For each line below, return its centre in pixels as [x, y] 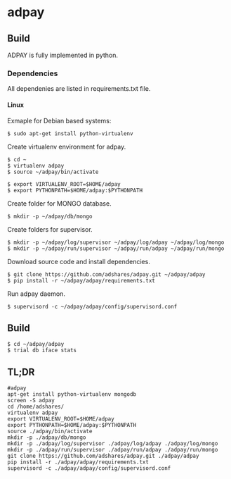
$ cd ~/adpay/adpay [36, 344]
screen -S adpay [31, 401]
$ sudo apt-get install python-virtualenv [70, 133]
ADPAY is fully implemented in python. [62, 55]
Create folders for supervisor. [50, 229]
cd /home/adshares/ [36, 407]
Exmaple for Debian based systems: [59, 120]
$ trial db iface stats [42, 350]
